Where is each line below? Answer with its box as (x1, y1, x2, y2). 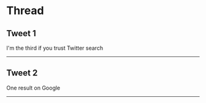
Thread (6, 4, 44, 18)
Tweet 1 (6, 28, 37, 39)
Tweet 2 (6, 68, 38, 78)
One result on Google (6, 84, 61, 91)
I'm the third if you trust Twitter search (6, 44, 103, 51)
